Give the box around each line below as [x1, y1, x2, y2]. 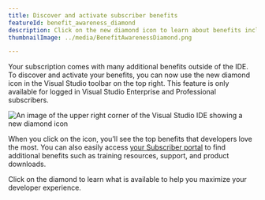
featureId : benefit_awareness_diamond [8, 19, 136, 27]
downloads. [8, 159, 47, 169]
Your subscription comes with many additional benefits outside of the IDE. [8, 62, 248, 72]
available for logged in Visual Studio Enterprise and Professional [8, 87, 217, 97]
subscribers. [8, 95, 49, 105]
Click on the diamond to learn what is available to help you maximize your [8, 175, 247, 184]
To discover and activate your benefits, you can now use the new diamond [8, 70, 251, 80]
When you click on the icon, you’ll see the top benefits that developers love [8, 135, 252, 144]
